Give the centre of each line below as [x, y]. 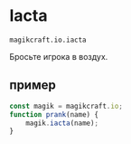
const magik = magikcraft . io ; [66, 106]
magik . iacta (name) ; [62, 123]
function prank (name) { [54, 114]
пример [33, 86]
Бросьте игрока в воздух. [59, 56]
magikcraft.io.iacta [48, 40]
